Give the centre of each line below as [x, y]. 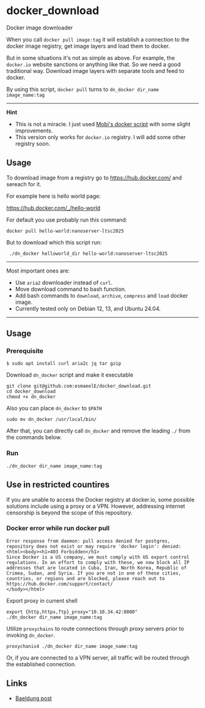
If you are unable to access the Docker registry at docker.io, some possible [101, 499]
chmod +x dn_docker [31, 397]
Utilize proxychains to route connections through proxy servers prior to [95, 628]
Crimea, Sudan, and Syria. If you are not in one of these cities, [94, 573]
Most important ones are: [38, 271]
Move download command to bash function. [70, 289]
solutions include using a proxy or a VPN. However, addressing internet [96, 506]
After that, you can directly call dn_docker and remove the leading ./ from [99, 431]
